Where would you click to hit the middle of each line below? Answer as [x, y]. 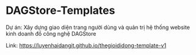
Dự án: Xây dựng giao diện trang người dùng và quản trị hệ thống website [98, 27]
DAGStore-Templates [60, 11]
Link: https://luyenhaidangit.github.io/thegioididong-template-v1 [86, 45]
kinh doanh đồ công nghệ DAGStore [51, 33]
